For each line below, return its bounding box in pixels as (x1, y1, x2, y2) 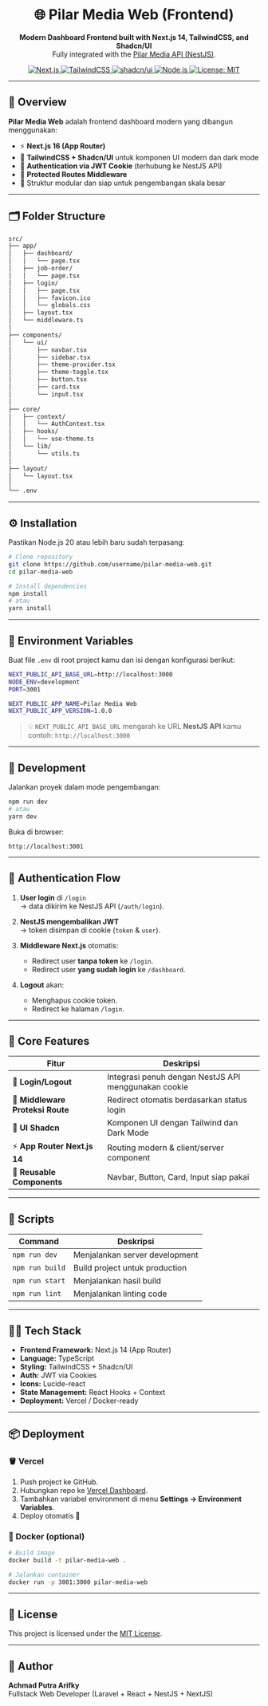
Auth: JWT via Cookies (19, 1370, 97, 1380)
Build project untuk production (73, 1263, 187, 1274)
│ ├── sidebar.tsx (8, 353, 91, 361)
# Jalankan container (8, 1570, 81, 1578)
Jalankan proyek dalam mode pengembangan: (8, 782, 161, 792)
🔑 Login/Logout (12, 1077, 72, 1088)
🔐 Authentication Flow (8, 872, 121, 885)
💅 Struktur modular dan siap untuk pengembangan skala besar (19, 178, 226, 187)
